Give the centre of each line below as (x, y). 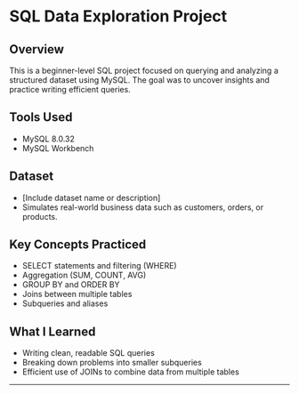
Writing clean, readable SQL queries (89, 353)
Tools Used (41, 117)
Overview (37, 49)
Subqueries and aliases (65, 303)
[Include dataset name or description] (91, 197)
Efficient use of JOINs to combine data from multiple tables (131, 372)
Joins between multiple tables (77, 294)
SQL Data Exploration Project (118, 16)
